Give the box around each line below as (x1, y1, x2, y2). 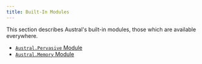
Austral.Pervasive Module (15, 44, 82, 51)
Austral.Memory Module (15, 50, 74, 58)
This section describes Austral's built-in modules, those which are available (6, 26, 197, 33)
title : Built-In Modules (6, 9, 70, 15)
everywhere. (6, 32, 38, 40)
